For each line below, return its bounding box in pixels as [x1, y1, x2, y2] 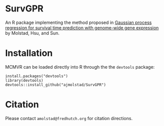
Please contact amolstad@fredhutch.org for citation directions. [5, 115, 133, 121]
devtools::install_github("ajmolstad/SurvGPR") [5, 82, 106, 87]
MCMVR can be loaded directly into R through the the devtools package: [5, 64, 155, 70]
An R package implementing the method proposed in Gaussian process [5, 19, 152, 25]
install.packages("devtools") [5, 73, 68, 79]
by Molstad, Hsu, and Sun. [5, 30, 60, 36]
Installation [5, 48, 53, 59]
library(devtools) [5, 78, 43, 83]
